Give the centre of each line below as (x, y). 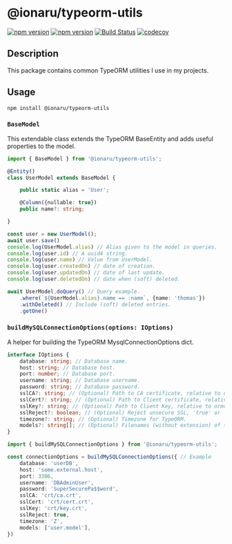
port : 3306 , (37, 476)
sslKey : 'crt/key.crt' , (54, 509)
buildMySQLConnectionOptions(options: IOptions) (90, 328)
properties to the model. (41, 146)
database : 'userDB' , (49, 463)
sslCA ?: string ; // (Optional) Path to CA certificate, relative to (120, 393)
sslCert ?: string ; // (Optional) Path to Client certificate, (111, 399)
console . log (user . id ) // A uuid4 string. (68, 253)
